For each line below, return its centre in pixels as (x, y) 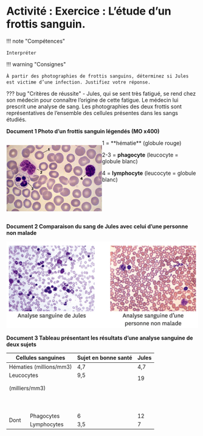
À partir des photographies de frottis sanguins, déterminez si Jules (98, 76)
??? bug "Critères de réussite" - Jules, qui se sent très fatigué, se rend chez (101, 93)
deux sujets (21, 344)
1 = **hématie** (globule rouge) (142, 143)
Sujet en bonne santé (105, 358)
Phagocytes (45, 416)
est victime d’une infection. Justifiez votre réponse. (78, 82)
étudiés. (16, 119)
